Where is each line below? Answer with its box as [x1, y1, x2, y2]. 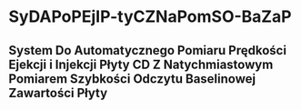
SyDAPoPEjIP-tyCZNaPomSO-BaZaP [8, 6, 292, 27]
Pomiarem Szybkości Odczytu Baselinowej [8, 71, 256, 86]
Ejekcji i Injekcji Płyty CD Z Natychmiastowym [8, 56, 274, 72]
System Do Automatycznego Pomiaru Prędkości [8, 43, 287, 58]
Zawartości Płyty [8, 85, 108, 101]
